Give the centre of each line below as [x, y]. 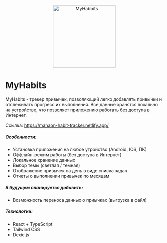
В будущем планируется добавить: [44, 187]
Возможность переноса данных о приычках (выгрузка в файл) [79, 200]
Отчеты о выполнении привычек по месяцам [61, 176]
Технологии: [19, 211]
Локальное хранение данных [44, 160]
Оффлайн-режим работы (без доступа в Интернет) [67, 154]
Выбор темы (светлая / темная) [46, 165]
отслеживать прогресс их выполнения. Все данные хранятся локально [82, 104]
